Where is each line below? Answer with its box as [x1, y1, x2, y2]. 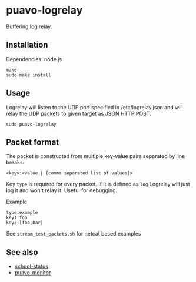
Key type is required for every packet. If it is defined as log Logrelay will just [6, 180, 190, 188]
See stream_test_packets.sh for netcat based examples [6, 230, 141, 237]
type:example [6, 210, 38, 216]
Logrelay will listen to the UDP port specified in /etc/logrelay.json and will [6, 103, 184, 110]
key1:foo [6, 215, 28, 221]
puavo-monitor [14, 269, 51, 276]
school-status [14, 263, 49, 270]
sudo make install [6, 72, 51, 78]
